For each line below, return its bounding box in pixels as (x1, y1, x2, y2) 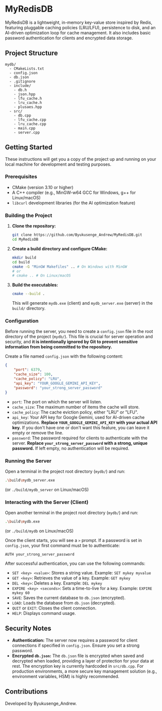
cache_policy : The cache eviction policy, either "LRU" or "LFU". (12, 409, 139, 415)
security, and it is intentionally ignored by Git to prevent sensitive (5, 339, 138, 345)
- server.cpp (14, 130, 40, 135)
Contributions (5, 688, 48, 696)
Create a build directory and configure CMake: (12, 245, 108, 251)
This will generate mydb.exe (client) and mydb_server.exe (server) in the (12, 300, 153, 306)
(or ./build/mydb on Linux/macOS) (5, 528, 74, 534)
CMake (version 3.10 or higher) (12, 184, 74, 190)
